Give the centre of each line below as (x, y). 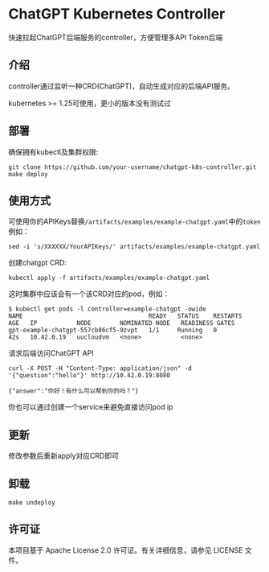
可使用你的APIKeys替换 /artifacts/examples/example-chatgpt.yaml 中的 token (134, 221)
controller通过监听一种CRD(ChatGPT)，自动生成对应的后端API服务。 (122, 86)
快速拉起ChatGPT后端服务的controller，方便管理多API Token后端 (116, 37)
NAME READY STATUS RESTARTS (125, 316)
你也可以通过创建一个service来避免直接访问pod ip (91, 407)
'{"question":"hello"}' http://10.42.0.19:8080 (90, 376)
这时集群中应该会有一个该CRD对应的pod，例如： (89, 294)
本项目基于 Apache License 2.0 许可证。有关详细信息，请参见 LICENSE (126, 550)
